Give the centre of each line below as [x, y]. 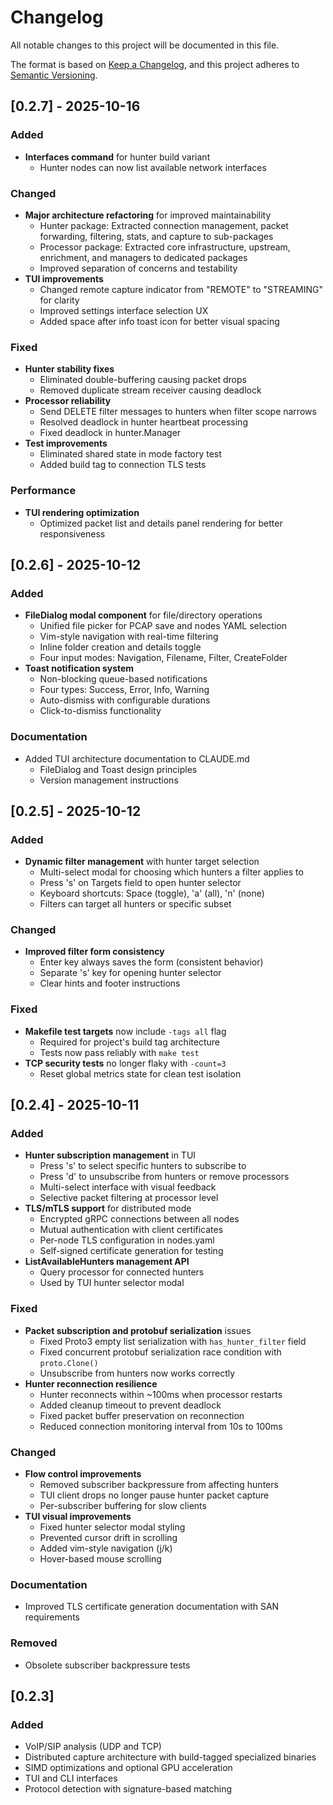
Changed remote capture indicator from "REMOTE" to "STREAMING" [181, 289]
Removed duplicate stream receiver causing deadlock [150, 390]
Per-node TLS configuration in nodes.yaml [127, 1240]
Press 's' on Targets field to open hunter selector [140, 883]
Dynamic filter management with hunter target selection [142, 862]
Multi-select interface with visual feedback [128, 1187]
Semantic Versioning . [54, 75]
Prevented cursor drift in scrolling [108, 1538]
